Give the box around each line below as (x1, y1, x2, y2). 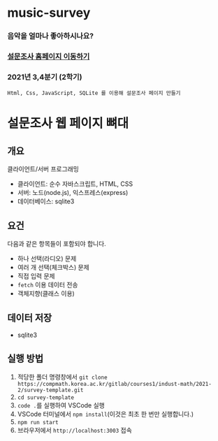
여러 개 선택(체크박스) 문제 (17, 263, 89, 272)
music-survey (7, 5, 91, 21)
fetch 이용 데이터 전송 (17, 281, 78, 289)
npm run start (17, 419, 59, 426)
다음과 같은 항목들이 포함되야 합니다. (7, 240, 106, 248)
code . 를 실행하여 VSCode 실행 (17, 400, 105, 410)
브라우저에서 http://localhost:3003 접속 (17, 426, 133, 434)
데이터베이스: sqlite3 (17, 197, 75, 205)
